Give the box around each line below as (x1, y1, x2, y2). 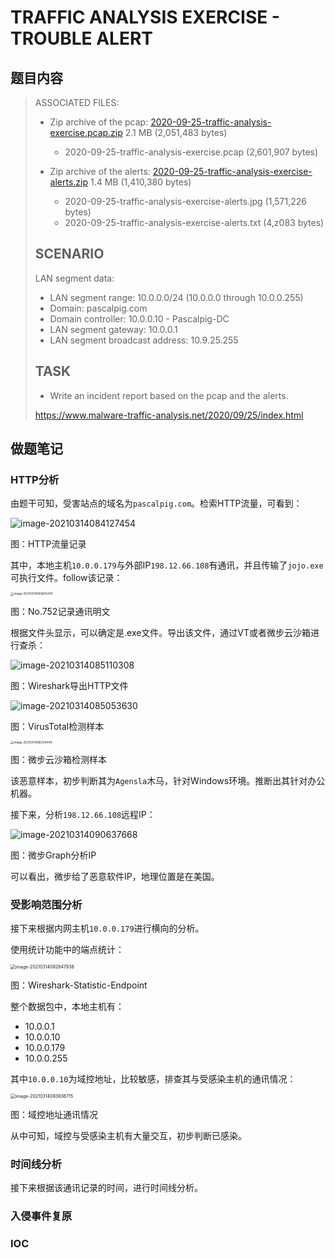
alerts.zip (49, 176, 89, 188)
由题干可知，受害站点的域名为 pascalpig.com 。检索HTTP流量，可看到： (10, 497, 303, 510)
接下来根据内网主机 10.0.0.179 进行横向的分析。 (10, 922, 205, 935)
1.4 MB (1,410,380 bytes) (90, 176, 192, 188)
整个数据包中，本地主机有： (10, 1001, 125, 1013)
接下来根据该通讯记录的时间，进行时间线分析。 (10, 1182, 203, 1194)
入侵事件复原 (10, 1209, 73, 1223)
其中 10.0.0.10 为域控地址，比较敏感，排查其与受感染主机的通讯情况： (10, 1073, 297, 1085)
